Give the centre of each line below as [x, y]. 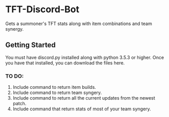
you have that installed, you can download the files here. [65, 63]
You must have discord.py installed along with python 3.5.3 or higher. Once [85, 57]
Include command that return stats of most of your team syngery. [82, 109]
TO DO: [15, 76]
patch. [20, 104]
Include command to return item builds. [54, 87]
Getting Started [31, 45]
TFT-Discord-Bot [42, 9]
